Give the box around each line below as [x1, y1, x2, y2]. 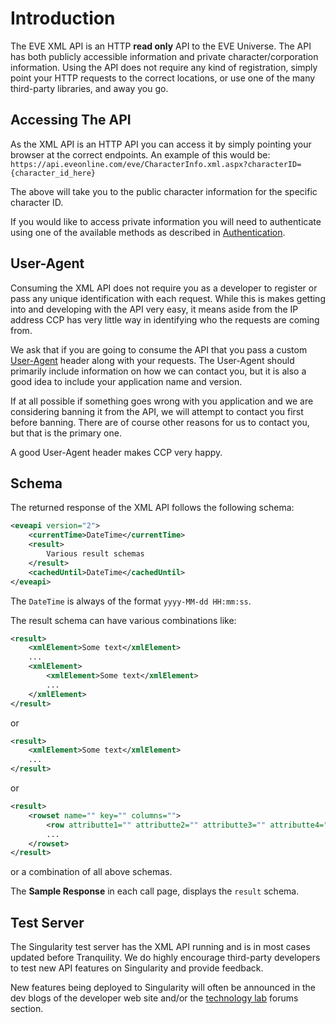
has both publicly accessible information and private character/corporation [10, 50, 319, 62]
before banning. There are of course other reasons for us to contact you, [10, 416, 310, 428]
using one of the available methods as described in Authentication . [10, 226, 286, 238]
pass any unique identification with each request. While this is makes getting [10, 292, 326, 304]
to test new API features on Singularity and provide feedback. [10, 962, 264, 974]
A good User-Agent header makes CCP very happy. [10, 446, 223, 458]
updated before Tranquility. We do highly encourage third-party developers [10, 952, 321, 964]
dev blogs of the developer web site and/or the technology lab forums [10, 992, 299, 1004]
